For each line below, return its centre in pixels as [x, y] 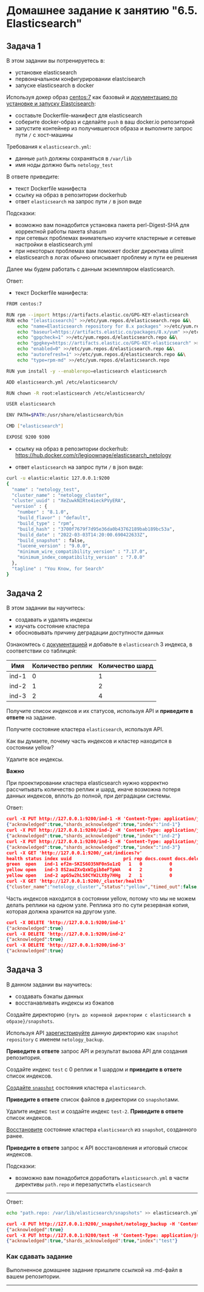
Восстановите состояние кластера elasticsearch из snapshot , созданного [102, 1129]
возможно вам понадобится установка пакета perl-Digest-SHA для [102, 225]
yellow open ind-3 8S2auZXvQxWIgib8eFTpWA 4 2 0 [89, 870]
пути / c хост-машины [44, 135]
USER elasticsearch [31, 404]
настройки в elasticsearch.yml [54, 244]
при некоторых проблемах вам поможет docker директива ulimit [99, 251]
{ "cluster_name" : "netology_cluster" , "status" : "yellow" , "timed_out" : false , [103, 886]
